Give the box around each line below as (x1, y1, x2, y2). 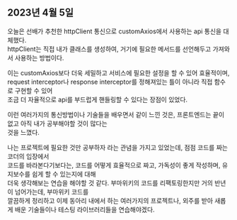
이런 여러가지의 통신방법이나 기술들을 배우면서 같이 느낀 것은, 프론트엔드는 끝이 (7, 110, 225, 119)
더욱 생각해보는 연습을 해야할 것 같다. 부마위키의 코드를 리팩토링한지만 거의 (7, 178, 214, 187)
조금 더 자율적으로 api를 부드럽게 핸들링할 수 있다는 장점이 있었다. (7, 95, 188, 104)
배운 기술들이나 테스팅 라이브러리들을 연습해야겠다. (14, 205, 155, 214)
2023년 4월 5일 (7, 6, 74, 19)
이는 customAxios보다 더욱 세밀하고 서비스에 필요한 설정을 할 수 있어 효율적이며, (7, 68, 230, 77)
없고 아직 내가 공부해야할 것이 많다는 (7, 119, 108, 128)
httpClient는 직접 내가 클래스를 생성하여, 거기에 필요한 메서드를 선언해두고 (7, 45, 212, 53)
